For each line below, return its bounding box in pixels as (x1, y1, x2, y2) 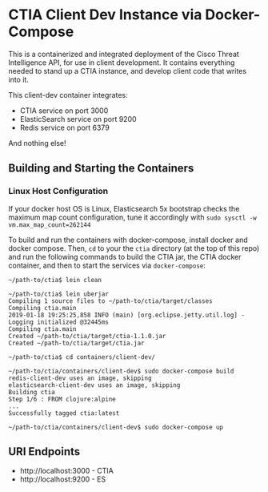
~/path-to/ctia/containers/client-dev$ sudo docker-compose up (8, 423, 224, 431)
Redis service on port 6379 (19, 123, 110, 132)
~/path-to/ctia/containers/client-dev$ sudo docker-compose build (8, 367, 234, 375)
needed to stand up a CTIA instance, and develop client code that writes (8, 66, 246, 75)
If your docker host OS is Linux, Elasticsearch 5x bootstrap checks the (8, 204, 240, 213)
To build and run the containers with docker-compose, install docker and (8, 235, 248, 244)
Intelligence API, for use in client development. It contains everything (8, 58, 235, 67)
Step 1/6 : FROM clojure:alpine (8, 395, 116, 403)
